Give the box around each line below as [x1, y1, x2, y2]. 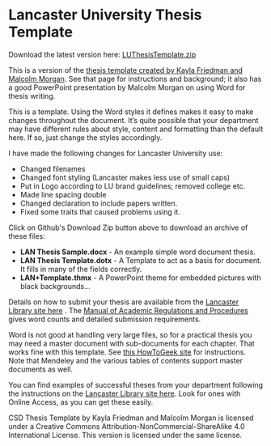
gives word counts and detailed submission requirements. [8, 314, 201, 324]
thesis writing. [8, 91, 56, 100]
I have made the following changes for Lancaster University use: [8, 148, 223, 158]
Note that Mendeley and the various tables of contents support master [8, 355, 243, 365]
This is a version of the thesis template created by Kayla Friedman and [8, 65, 243, 74]
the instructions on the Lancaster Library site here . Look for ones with [8, 389, 241, 398]
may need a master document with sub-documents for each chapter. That [8, 338, 255, 348]
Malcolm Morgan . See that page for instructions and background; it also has [8, 74, 262, 83]
